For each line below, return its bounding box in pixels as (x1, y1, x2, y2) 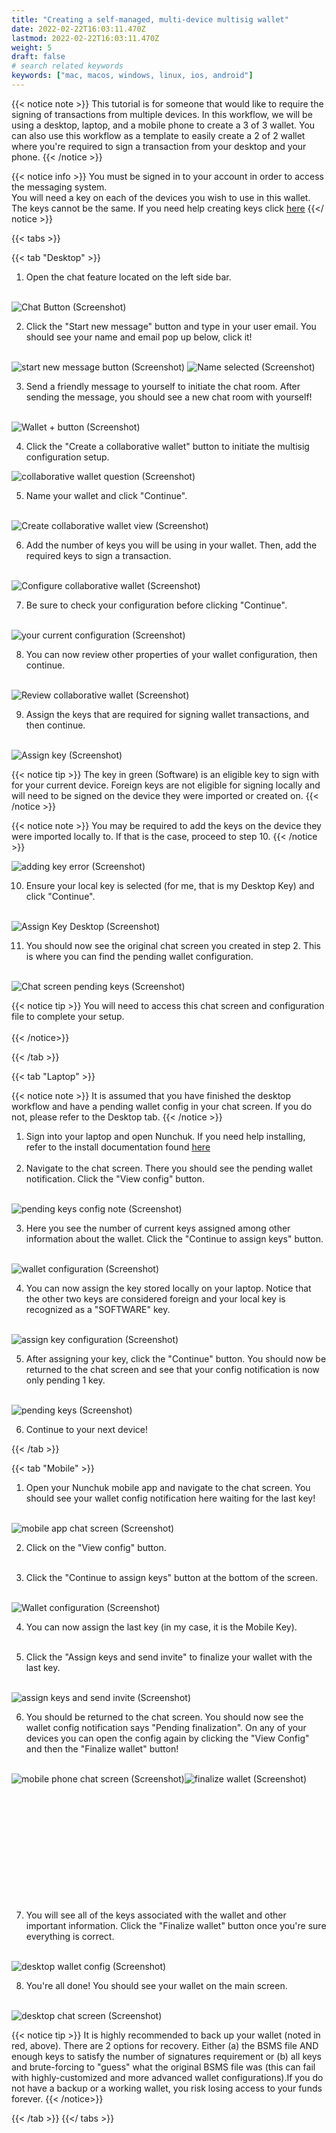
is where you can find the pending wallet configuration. (25, 950, 254, 962)
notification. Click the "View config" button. (25, 1172, 205, 1185)
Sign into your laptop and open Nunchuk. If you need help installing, (25, 1130, 306, 1142)
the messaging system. (11, 181, 108, 193)
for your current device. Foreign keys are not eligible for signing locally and (11, 779, 321, 791)
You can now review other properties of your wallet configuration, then (25, 648, 318, 660)
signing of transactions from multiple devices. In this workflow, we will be (11, 108, 313, 120)
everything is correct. (25, 1930, 115, 1942)
